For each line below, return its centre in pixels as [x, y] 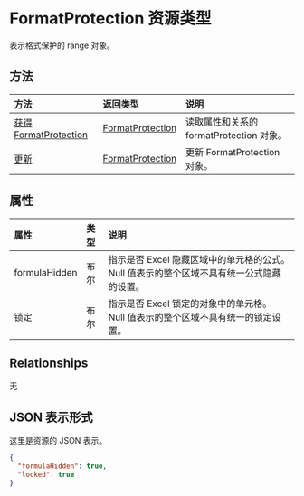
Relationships [49, 363]
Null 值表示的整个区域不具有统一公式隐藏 [195, 273]
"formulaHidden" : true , [62, 466]
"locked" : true [46, 474]
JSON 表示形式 [51, 417]
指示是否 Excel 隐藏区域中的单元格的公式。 [199, 259]
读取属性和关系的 [222, 121]
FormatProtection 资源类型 [110, 19]
